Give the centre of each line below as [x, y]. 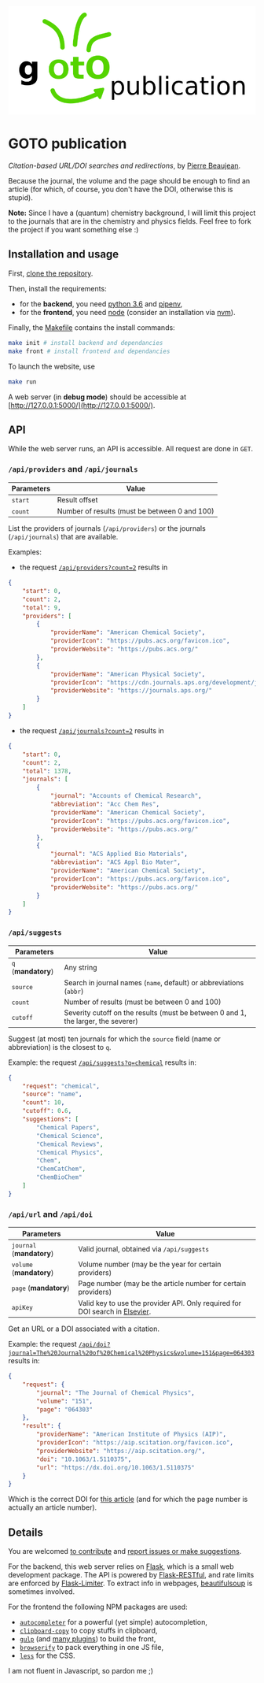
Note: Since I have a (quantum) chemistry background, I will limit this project [132, 213]
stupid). [20, 198]
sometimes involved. [42, 1592]
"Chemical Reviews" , [70, 1144]
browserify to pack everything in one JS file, [91, 1648]
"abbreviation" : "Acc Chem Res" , [104, 804]
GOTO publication [68, 144]
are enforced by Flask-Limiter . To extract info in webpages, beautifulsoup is [130, 1583]
